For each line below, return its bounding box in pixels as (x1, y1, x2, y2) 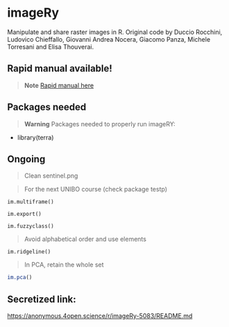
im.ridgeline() (7, 249, 51, 255)
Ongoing (7, 153, 46, 165)
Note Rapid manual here (24, 81, 94, 90)
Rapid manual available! (7, 62, 112, 74)
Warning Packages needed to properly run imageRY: (24, 119, 176, 128)
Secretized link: (7, 293, 76, 305)
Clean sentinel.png (24, 171, 78, 180)
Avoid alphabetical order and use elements (24, 235, 147, 244)
